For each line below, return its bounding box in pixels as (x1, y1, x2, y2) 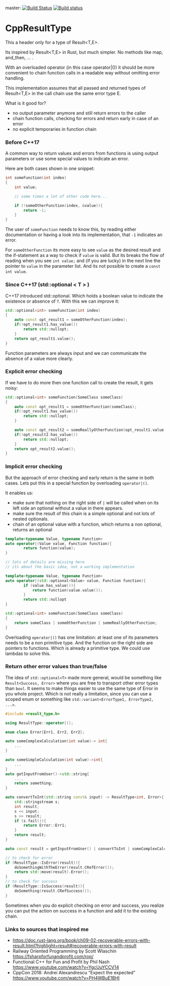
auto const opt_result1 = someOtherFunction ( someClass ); (14, 404, 137, 409)
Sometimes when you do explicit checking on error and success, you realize (5, 902, 164, 908)
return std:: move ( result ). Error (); (14, 869, 90, 874)
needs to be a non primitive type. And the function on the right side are (5, 639, 153, 646)
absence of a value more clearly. (5, 355, 73, 361)
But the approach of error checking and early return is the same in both (5, 474, 154, 481)
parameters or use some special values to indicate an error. (5, 156, 129, 162)
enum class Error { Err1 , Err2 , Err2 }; (5, 729, 85, 735)
